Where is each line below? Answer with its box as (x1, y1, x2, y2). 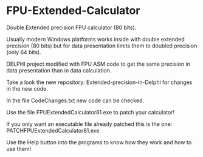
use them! (6, 145, 32, 152)
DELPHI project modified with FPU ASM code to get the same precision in (6, 60, 190, 68)
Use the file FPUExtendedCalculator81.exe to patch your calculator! (6, 108, 175, 116)
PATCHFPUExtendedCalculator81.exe (6, 127, 100, 134)
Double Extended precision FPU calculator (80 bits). (6, 24, 137, 31)
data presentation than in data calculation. (6, 66, 112, 74)
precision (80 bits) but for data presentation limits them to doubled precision (6, 42, 198, 49)
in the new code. (6, 85, 49, 92)
